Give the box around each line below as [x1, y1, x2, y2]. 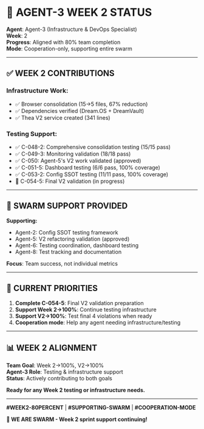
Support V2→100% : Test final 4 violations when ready [15, 312, 152, 320]
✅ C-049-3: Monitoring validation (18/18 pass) [15, 150, 131, 157]
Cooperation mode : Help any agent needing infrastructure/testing [15, 318, 181, 326]
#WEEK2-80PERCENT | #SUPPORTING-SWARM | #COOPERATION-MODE [6, 404, 196, 411]
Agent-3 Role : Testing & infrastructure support [6, 368, 123, 376]
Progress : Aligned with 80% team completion [6, 38, 121, 46]
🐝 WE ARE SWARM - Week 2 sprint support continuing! [6, 416, 148, 423]
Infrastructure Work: [6, 86, 69, 95]
